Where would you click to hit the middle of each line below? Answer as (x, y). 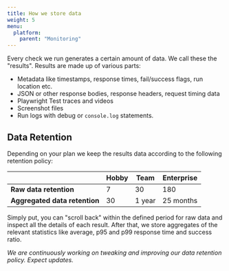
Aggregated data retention (55, 200)
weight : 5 (21, 20)
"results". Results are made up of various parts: (74, 66)
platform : (27, 33)
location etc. (35, 86)
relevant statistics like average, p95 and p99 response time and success (109, 232)
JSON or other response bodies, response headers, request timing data (118, 94)
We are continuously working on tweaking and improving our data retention (115, 252)
